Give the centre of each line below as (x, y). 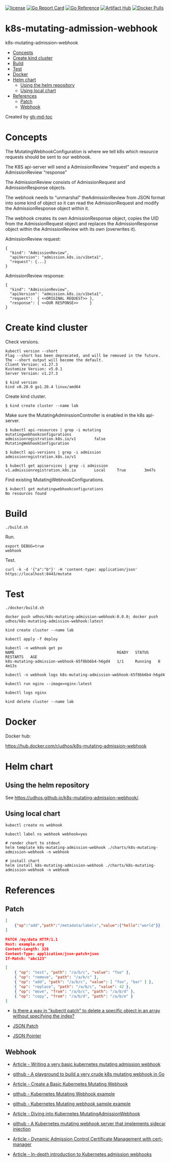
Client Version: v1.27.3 (32, 364)
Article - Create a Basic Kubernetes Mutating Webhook (70, 1084)
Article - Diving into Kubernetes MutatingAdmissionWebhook (76, 1114)
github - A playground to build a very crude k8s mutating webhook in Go (89, 1074)
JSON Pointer (27, 1036)
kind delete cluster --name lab (39, 702)
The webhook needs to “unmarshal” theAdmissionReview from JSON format (85, 197)
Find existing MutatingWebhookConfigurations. (55, 480)
